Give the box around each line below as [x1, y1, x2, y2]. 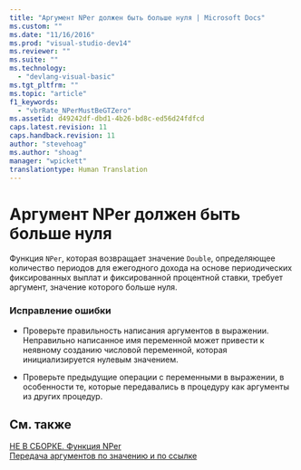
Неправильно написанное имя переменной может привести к [22, 334, 265, 345]
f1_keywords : [9, 97, 59, 107]
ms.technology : [9, 64, 67, 73]
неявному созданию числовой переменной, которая [22, 344, 228, 355]
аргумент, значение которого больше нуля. [9, 282, 179, 293]
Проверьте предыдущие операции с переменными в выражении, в [22, 371, 285, 382]
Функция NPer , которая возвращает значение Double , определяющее [9, 253, 276, 264]
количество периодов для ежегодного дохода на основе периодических [9, 263, 293, 273]
